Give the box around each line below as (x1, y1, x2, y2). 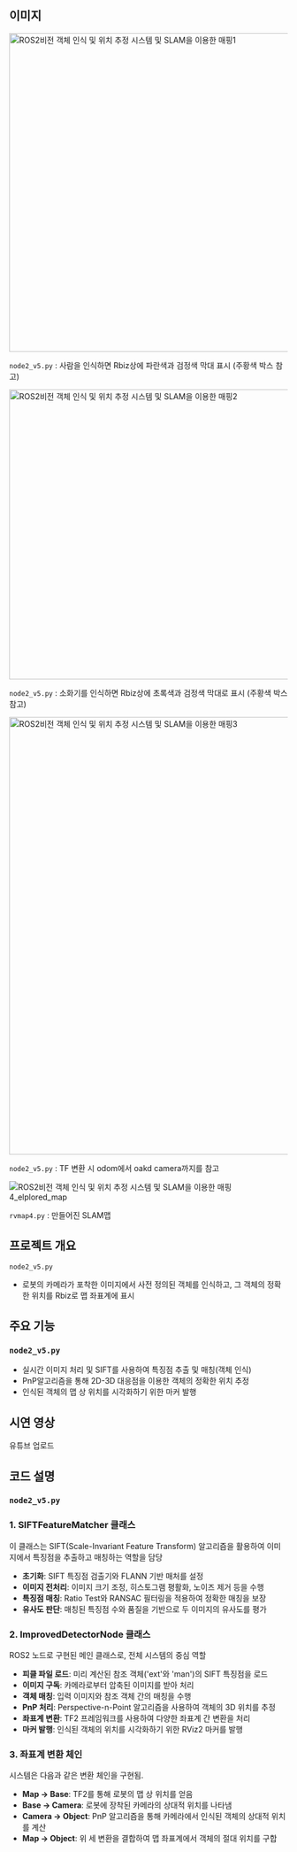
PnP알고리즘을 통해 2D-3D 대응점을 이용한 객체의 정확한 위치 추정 (21, 1376, 250, 1386)
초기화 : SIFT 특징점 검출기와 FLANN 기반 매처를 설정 (21, 1570, 204, 1581)
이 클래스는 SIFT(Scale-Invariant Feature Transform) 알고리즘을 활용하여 (9, 1540, 265, 1551)
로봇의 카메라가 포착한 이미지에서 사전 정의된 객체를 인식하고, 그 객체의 (21, 1278, 265, 1290)
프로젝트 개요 (9, 1239, 77, 1254)
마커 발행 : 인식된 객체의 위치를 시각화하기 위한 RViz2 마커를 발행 (21, 1725, 243, 1735)
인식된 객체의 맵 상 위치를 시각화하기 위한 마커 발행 (21, 1386, 197, 1397)
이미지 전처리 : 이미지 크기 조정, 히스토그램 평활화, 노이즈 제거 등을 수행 (21, 1581, 265, 1592)
